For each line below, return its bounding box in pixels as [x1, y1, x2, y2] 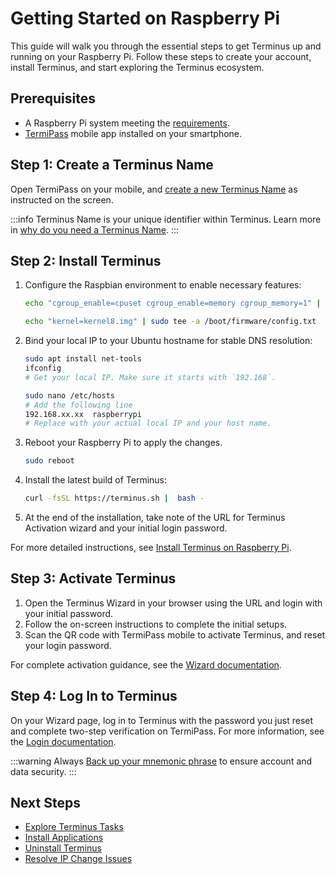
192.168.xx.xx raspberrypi [24, 409, 142, 419]
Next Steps [10, 795, 81, 812]
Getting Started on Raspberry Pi [10, 7, 281, 30]
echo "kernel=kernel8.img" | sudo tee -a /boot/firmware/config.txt [24, 317, 317, 327]
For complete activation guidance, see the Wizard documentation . [10, 658, 282, 671]
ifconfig [24, 363, 62, 373]
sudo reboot [24, 456, 75, 466]
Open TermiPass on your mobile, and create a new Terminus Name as [10, 183, 298, 195]
